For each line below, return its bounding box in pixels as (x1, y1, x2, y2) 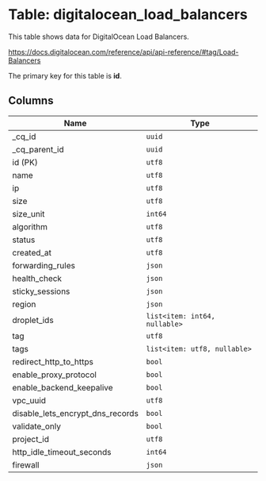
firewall (12, 459, 40, 470)
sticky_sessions (12, 286, 70, 297)
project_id (12, 433, 50, 444)
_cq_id (12, 131, 36, 142)
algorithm (12, 221, 48, 232)
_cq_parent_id (12, 144, 65, 155)
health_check (12, 272, 62, 283)
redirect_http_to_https (12, 356, 93, 367)
